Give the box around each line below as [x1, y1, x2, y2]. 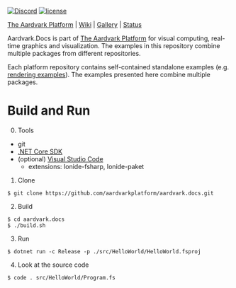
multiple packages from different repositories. [7, 50, 141, 57]
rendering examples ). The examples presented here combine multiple [7, 71, 211, 79]
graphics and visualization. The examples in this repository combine [21, 42, 220, 50]
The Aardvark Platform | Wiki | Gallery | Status [7, 21, 142, 28]
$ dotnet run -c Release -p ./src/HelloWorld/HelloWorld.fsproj [7, 248, 201, 255]
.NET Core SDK [17, 147, 63, 156]
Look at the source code [17, 260, 89, 269]
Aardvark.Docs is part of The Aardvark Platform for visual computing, [7, 34, 210, 42]
